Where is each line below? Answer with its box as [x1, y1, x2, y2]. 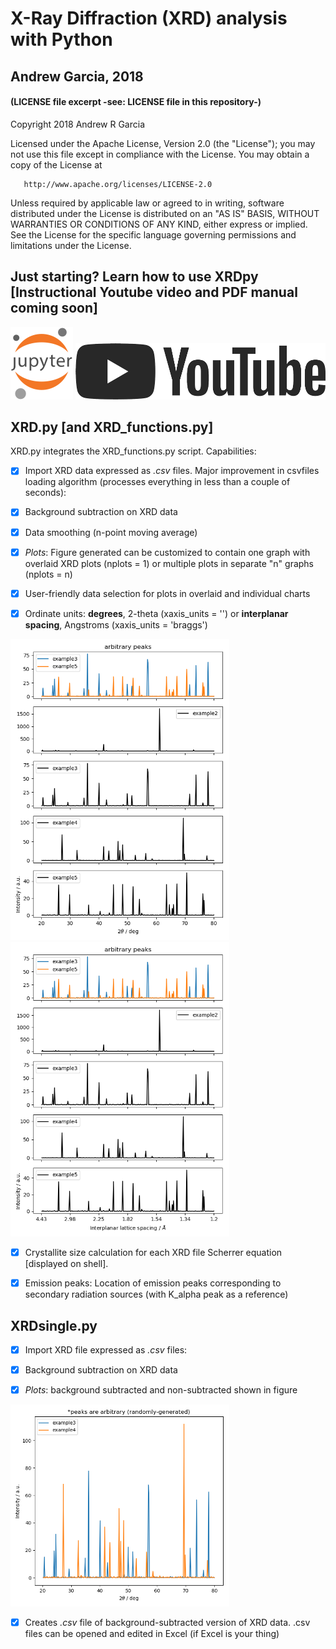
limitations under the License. [10, 239, 132, 251]
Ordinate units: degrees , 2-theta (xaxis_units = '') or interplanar [24, 607, 289, 619]
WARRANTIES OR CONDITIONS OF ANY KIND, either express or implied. [10, 218, 308, 230]
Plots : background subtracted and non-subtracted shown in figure [24, 1384, 298, 1396]
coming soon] [10, 300, 98, 317]
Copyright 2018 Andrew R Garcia [10, 118, 146, 130]
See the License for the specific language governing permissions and [10, 228, 297, 241]
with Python [10, 28, 113, 51]
